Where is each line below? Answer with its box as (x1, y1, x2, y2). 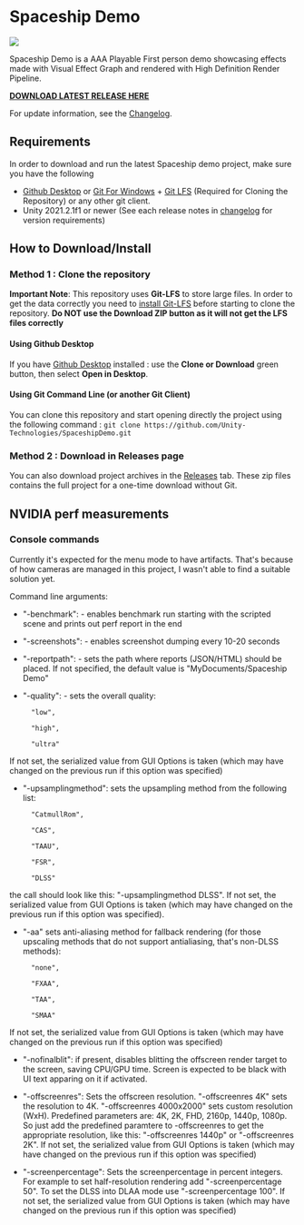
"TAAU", (31, 842, 61, 851)
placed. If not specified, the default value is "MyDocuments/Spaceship (22, 663, 288, 674)
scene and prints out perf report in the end (22, 617, 183, 628)
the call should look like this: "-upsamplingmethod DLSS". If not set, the (9, 889, 277, 900)
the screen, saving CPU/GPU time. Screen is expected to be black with (22, 1063, 287, 1074)
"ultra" (31, 739, 61, 748)
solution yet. (9, 573, 56, 584)
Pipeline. (9, 73, 43, 84)
